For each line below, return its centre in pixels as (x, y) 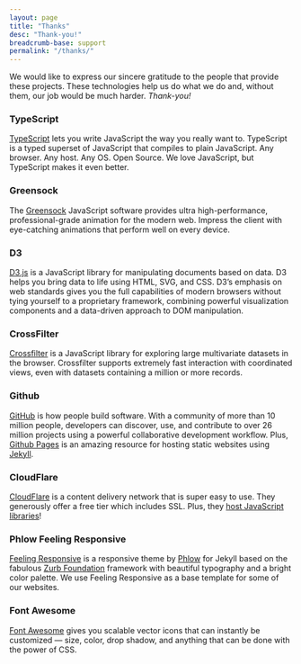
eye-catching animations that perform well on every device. (120, 229)
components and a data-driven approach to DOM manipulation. (127, 310)
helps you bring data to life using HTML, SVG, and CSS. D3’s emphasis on (146, 282)
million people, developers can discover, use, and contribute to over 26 (141, 425)
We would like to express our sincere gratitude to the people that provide (144, 76)
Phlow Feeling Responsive (68, 539)
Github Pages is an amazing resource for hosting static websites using (140, 444)
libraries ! (26, 516)
